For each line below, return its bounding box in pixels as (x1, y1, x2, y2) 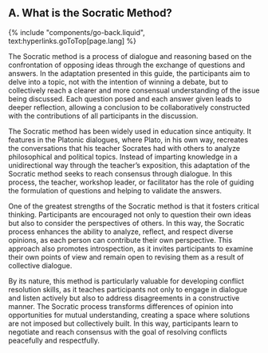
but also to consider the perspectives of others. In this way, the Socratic (8, 218, 245, 228)
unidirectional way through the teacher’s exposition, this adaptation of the (8, 160, 250, 170)
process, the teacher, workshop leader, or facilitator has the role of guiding (8, 177, 254, 187)
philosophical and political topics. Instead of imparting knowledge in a (8, 152, 238, 161)
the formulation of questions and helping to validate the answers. (8, 185, 222, 195)
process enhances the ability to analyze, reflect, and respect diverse (8, 227, 234, 236)
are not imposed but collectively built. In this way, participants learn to (8, 319, 238, 328)
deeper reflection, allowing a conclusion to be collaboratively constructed (8, 102, 250, 112)
